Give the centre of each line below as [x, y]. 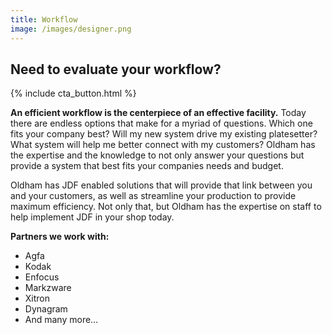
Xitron [37, 298]
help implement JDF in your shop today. [92, 217]
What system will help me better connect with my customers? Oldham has [163, 145]
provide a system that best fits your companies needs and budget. [147, 166]
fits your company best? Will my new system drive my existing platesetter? [164, 134]
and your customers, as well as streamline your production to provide [153, 196]
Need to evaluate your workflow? [116, 69]
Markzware [48, 288]
